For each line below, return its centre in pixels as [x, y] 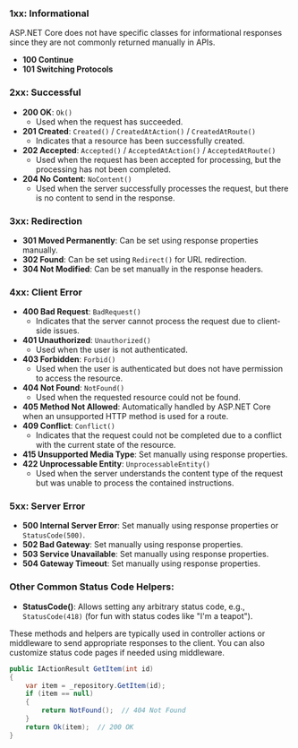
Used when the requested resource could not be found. [138, 398]
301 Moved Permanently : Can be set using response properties [140, 240]
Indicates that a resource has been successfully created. [140, 141]
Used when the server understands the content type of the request [159, 474]
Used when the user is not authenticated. [111, 350]
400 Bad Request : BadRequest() [81, 312]
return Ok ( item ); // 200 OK [80, 727]
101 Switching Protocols [68, 69]
